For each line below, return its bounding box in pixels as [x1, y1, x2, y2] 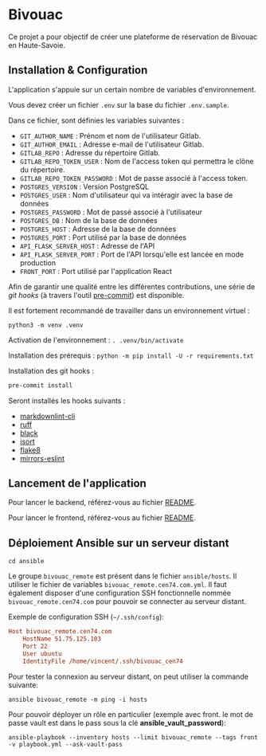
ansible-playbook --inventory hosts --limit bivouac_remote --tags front [8, 733, 259, 742]
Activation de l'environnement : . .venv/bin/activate [8, 335, 184, 344]
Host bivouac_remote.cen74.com [8, 628, 112, 636]
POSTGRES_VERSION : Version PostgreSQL [19, 182, 150, 191]
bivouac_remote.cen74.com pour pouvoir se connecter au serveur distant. [8, 597, 247, 606]
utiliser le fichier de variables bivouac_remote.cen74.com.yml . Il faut [8, 580, 227, 590]
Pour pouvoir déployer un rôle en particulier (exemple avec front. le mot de [8, 709, 253, 719]
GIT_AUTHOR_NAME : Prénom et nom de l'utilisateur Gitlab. [19, 131, 201, 140]
